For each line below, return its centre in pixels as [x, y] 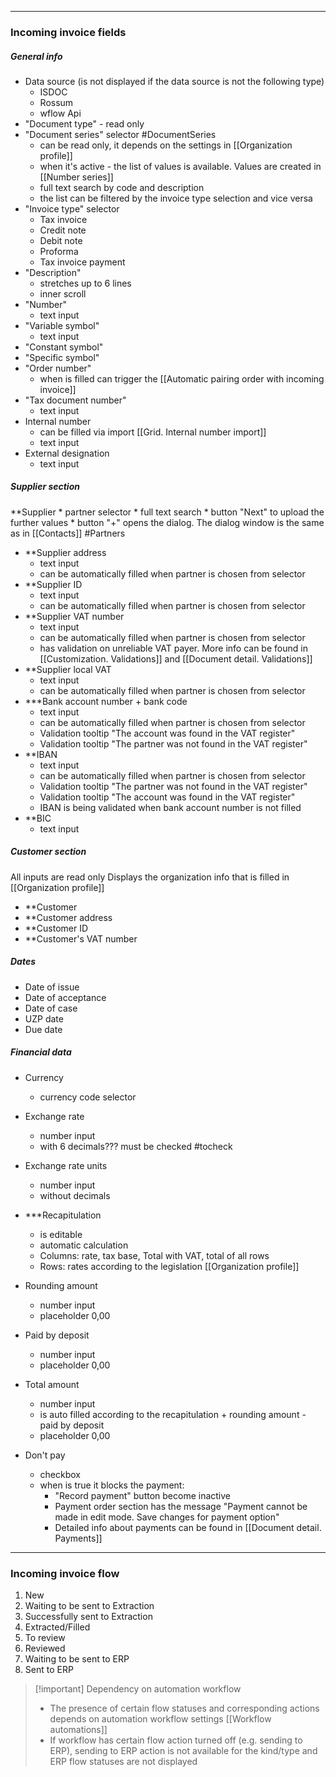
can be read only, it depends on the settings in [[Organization [166, 145]
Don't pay [45, 1455]
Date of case [51, 1008]
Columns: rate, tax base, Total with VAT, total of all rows [154, 1255]
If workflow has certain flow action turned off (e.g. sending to [176, 1740]
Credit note [63, 230]
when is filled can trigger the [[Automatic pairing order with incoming [182, 378]
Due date [43, 1029]
